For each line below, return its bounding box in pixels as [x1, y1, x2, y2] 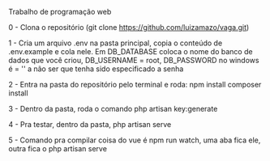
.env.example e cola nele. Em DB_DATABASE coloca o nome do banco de [8, 47, 253, 56]
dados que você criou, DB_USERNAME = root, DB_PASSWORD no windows [8, 56, 259, 65]
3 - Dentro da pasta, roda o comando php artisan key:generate [8, 104, 218, 113]
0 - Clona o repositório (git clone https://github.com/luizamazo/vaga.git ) [8, 23, 250, 32]
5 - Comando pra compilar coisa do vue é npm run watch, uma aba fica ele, [8, 135, 261, 145]
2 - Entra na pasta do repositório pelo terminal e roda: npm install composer [8, 80, 262, 89]
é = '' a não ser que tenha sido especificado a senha [8, 64, 184, 74]
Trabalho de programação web [8, 7, 112, 16]
